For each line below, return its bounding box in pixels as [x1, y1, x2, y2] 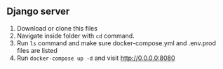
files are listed [16, 46, 58, 54]
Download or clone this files [16, 24, 97, 32]
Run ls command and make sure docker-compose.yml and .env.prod [16, 38, 217, 47]
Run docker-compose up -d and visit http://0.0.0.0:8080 [16, 54, 176, 62]
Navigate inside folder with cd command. [16, 31, 135, 40]
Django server [6, 6, 70, 17]
